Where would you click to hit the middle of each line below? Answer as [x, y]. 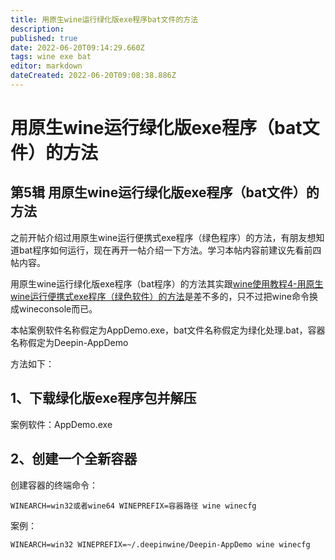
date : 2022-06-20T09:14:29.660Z [77, 47]
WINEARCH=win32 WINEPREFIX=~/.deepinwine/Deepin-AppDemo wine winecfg [160, 544]
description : [37, 29]
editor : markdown [46, 66]
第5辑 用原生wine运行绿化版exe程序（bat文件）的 [165, 192]
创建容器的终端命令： [54, 485]
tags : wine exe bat [51, 57]
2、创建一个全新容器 [74, 459]
